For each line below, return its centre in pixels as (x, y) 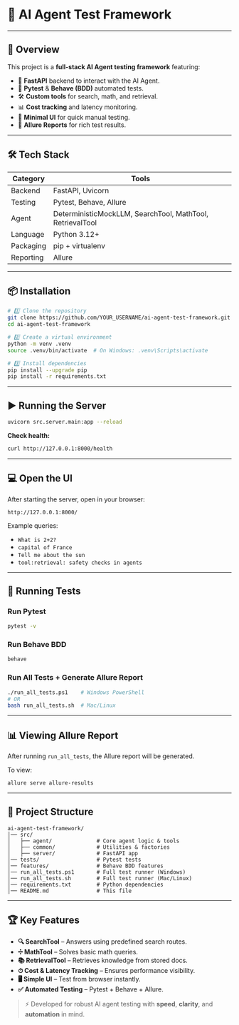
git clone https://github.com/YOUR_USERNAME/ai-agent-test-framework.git (119, 318)
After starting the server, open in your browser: (76, 499)
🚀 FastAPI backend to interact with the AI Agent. (89, 81)
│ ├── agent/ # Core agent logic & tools (94, 841)
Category (28, 178)
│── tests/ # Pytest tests (74, 860)
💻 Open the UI (40, 478)
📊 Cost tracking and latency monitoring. (78, 107)
